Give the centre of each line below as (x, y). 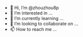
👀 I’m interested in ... (31, 13)
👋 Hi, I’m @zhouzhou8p (34, 8)
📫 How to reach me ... (33, 29)
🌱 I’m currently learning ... (37, 18)
